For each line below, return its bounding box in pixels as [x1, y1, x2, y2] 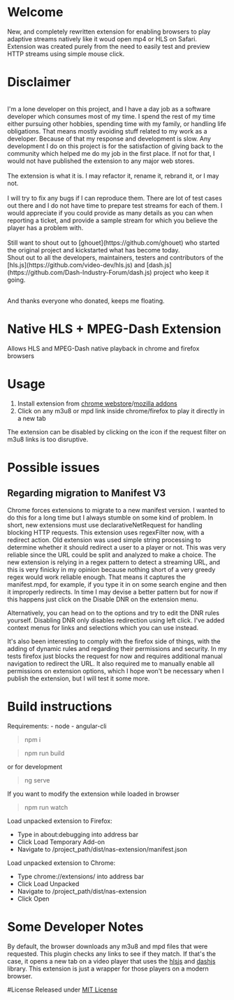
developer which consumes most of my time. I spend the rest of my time [7, 112, 216, 120]
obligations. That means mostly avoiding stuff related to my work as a [7, 127, 207, 135]
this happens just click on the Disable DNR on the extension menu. [7, 595, 199, 603]
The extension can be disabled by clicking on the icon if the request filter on [7, 427, 226, 436]
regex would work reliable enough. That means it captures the [7, 573, 187, 581]
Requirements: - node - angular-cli [7, 722, 107, 730]
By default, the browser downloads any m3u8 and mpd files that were [7, 942, 208, 950]
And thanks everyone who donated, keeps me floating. [7, 297, 166, 305]
